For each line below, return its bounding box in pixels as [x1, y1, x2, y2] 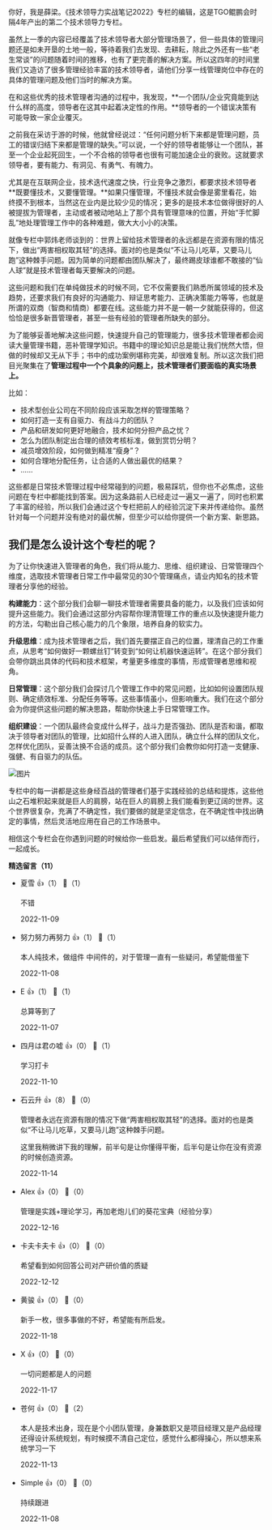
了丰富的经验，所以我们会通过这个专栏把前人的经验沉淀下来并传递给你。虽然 [8, 502, 264, 511]
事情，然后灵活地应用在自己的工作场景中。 [22, 816, 164, 826]
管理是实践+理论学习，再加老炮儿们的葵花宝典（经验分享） [19, 1206, 217, 1216]
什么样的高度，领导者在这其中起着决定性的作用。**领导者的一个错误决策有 [8, 102, 257, 112]
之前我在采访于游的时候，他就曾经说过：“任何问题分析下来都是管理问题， [8, 130, 253, 139]
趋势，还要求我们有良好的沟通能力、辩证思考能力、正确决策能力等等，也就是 [8, 293, 264, 302]
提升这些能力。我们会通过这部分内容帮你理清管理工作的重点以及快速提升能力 [8, 609, 264, 618]
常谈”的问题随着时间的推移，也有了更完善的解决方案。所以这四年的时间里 [15, 55, 261, 64]
